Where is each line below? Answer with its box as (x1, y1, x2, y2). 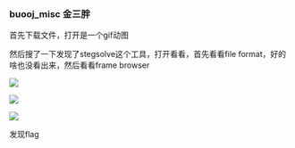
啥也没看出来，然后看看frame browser (9, 60, 150, 70)
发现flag (9, 129, 40, 140)
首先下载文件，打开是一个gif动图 (9, 29, 130, 41)
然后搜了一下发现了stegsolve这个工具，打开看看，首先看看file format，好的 (9, 49, 287, 60)
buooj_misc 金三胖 (9, 7, 91, 20)
